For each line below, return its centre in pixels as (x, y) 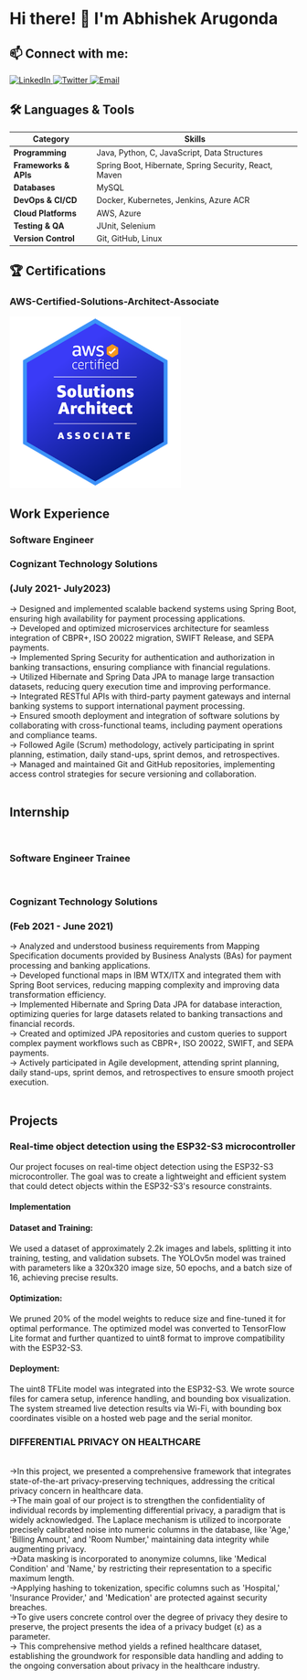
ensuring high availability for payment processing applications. (127, 618)
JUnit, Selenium (126, 225)
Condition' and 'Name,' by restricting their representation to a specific (141, 1568)
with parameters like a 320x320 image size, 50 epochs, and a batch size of (151, 1268)
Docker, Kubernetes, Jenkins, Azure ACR (173, 200)
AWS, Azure (119, 213)
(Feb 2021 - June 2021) (62, 926)
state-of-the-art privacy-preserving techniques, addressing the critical (143, 1482)
